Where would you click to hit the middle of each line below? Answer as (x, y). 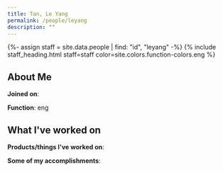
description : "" (31, 27)
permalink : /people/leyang (47, 21)
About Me (29, 77)
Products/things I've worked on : (56, 147)
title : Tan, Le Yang (38, 14)
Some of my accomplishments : (54, 161)
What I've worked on (54, 130)
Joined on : (23, 94)
